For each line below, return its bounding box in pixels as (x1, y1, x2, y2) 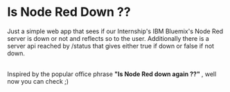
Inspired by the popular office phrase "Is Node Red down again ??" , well (7, 70, 217, 78)
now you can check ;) (7, 77, 69, 85)
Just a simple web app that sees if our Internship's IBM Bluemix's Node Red (7, 27, 224, 35)
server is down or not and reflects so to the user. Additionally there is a (7, 34, 209, 42)
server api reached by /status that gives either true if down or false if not (7, 42, 215, 50)
